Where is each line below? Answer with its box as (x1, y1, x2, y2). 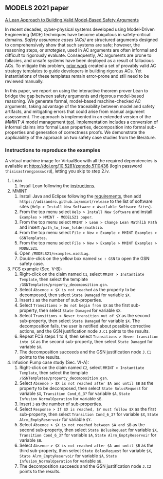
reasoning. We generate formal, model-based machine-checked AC (5, 98, 141, 104)
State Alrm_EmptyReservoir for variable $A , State (19, 453, 117, 459)
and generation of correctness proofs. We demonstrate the (26, 129, 145, 135)
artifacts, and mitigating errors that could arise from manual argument (5, 109, 145, 114)
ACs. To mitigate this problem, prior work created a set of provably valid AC (5, 63, 157, 68)
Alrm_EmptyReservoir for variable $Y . (19, 416, 92, 422)
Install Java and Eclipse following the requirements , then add (19, 193, 142, 199)
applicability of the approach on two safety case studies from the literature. (5, 134, 156, 140)
